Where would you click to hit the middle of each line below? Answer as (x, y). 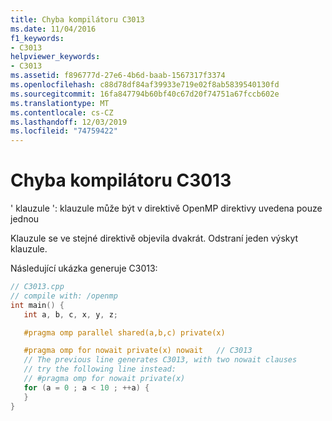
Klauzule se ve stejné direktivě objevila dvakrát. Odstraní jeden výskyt (154, 238)
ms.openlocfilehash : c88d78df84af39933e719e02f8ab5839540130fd (145, 85)
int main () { (37, 305)
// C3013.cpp (37, 287)
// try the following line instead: (100, 369)
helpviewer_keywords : (55, 57)
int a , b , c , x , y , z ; (70, 314)
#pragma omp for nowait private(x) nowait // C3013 (138, 351)
